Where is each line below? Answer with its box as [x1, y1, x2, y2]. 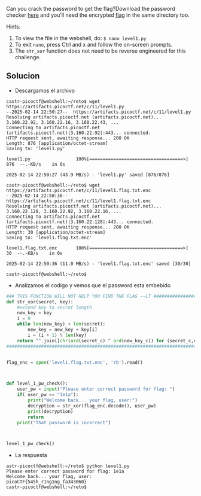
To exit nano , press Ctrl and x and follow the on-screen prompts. [14, 41, 173, 48]
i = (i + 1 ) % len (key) [28, 332, 87, 338]
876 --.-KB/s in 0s [6, 161, 66, 167]
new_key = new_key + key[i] [28, 327, 98, 333]
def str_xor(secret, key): [6, 299, 74, 305]
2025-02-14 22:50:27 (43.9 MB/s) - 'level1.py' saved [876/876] [6, 172, 170, 178]
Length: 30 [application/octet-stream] [6, 229, 106, 235]
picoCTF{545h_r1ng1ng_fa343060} [6, 479, 87, 485]
